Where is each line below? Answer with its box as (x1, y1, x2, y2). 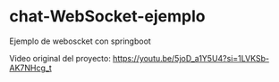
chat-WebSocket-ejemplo (9, 6, 206, 27)
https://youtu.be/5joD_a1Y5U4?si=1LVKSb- (113, 53, 270, 63)
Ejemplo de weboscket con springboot (9, 36, 152, 46)
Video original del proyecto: (9, 53, 112, 63)
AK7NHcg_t (9, 62, 52, 73)
